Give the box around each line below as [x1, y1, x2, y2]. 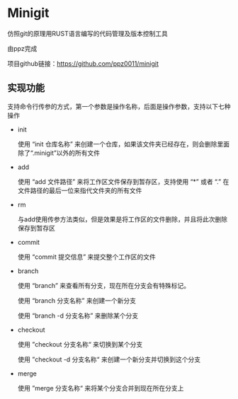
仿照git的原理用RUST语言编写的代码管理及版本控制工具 [7, 29, 168, 37]
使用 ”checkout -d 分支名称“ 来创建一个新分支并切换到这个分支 [17, 355, 200, 364]
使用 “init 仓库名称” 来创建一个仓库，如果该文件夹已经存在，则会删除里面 [17, 139, 230, 148]
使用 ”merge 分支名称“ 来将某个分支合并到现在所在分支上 [17, 383, 184, 392]
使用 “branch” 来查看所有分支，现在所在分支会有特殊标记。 [17, 281, 190, 289]
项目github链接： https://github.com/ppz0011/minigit [7, 59, 159, 68]
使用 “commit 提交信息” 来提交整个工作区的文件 [17, 253, 156, 261]
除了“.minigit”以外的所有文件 [17, 149, 101, 157]
